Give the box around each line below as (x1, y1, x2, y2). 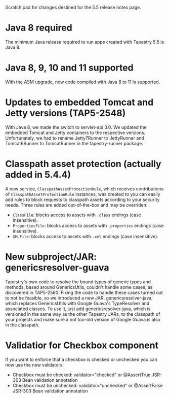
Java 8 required (5, 22, 72, 34)
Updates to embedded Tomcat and (5, 96, 154, 108)
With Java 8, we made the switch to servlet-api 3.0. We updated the (5, 124, 147, 130)
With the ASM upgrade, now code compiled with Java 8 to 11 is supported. (5, 79, 160, 85)
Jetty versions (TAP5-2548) (5, 108, 126, 119)
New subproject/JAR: (5, 251, 97, 262)
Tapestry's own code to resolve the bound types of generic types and (5, 279, 151, 285)
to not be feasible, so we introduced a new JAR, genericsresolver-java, (5, 294, 153, 301)
